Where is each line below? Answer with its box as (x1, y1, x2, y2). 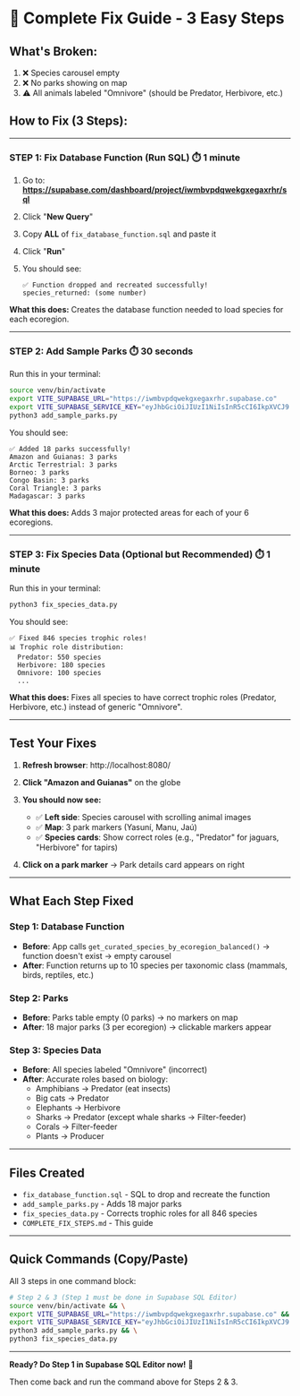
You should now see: (21, 794, 102, 805)
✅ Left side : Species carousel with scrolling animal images (35, 811, 252, 822)
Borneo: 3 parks (9, 467, 70, 477)
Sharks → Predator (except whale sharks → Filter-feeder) (35, 1112, 247, 1123)
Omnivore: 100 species (17, 669, 102, 678)
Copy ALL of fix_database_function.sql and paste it (21, 228, 217, 240)
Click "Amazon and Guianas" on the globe (21, 776, 181, 787)
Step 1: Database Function (9, 921, 125, 933)
